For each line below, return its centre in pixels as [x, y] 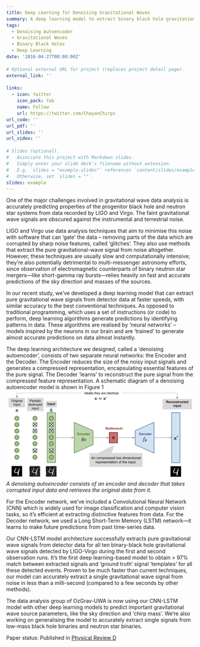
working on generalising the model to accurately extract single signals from [99, 620]
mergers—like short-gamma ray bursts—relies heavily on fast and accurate [98, 275]
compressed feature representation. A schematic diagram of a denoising [95, 381]
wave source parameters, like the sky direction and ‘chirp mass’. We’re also [98, 614]
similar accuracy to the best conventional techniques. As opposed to [90, 306]
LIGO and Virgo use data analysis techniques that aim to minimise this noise [99, 231]
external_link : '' [29, 76]
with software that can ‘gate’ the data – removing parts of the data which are [100, 237]
